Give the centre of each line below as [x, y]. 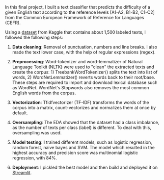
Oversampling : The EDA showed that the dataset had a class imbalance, [86, 122]
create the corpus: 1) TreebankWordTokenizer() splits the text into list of [85, 72]
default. [20, 113]
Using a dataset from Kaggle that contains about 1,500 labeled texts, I [75, 32]
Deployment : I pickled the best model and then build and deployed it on [85, 167]
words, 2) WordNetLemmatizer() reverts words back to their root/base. [84, 77]
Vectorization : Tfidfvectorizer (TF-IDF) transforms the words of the [81, 102]
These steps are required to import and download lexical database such [85, 82]
